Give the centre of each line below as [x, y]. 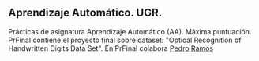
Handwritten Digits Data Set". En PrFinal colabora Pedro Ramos [111, 48]
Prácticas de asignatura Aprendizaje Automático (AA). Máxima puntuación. [130, 31]
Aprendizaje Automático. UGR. [85, 13]
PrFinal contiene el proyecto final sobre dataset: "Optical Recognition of [125, 40]
